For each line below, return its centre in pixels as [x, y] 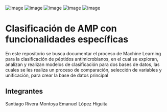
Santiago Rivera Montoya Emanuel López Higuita [57, 104]
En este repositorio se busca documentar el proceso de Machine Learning [83, 53]
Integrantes [24, 91]
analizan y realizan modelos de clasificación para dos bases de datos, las [82, 64]
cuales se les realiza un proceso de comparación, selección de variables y [83, 70]
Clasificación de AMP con [61, 29]
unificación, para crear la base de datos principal [57, 75]
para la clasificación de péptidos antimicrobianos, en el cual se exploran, [82, 59]
